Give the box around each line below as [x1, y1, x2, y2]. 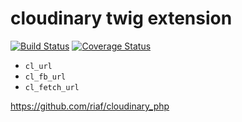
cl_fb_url [24, 72, 67, 82]
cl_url [24, 61, 53, 71]
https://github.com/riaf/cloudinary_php [10, 100, 170, 112]
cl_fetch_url [24, 82, 80, 92]
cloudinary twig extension [10, 7, 233, 30]
